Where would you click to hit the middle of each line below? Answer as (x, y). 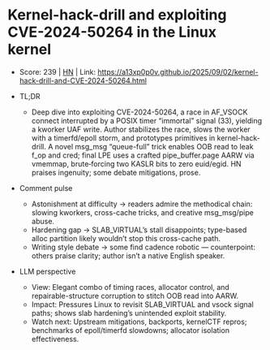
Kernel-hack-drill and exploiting (117, 15)
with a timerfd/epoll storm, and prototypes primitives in (123, 138)
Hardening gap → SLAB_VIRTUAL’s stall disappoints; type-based (139, 230)
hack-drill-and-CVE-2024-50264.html (83, 80)
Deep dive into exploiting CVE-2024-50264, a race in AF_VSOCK (139, 112)
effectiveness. (55, 339)
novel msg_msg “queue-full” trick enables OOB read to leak (154, 146)
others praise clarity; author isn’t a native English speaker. (128, 255)
